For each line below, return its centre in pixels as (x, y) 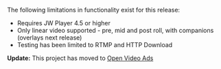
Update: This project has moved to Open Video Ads (80, 58)
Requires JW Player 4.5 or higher (64, 23)
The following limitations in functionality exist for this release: (94, 10)
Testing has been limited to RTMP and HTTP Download (95, 45)
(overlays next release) (49, 38)
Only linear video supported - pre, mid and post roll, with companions (115, 30)
